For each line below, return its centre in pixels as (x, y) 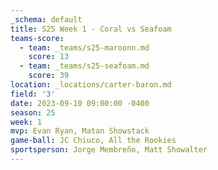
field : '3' (33, 94)
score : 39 (49, 76)
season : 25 (33, 112)
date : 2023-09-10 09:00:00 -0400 (80, 103)
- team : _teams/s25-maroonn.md (84, 47)
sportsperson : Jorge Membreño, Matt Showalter (109, 150)
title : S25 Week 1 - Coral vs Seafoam (91, 29)
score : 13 (49, 57)
